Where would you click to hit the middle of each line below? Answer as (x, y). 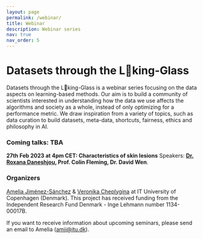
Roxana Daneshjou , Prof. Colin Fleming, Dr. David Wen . (77, 162)
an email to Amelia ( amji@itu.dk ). (48, 229)
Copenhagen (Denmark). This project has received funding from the (92, 198)
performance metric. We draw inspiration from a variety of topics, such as (100, 113)
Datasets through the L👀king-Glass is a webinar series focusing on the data (102, 87)
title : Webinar (26, 23)
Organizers (23, 178)
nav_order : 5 (23, 40)
